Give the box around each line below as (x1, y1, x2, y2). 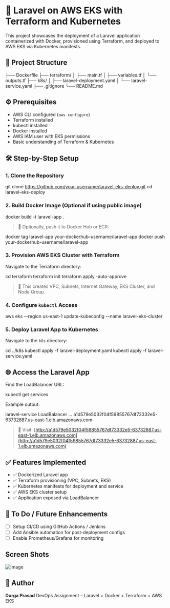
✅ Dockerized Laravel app (12, 472, 68, 478)
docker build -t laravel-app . (5, 213, 65, 220)
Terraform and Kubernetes (5, 15, 121, 27)
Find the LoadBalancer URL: (5, 382, 65, 388)
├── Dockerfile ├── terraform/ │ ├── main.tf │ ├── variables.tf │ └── (5, 72, 157, 78)
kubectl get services (5, 391, 49, 398)
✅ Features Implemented (5, 458, 86, 466)
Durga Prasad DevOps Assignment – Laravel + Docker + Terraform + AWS (5, 592, 162, 598)
